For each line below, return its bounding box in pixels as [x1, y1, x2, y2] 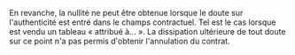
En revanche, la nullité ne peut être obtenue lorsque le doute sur [9, 8, 244, 18]
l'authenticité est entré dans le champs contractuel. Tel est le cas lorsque [9, 17, 276, 27]
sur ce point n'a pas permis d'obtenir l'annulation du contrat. [9, 35, 230, 46]
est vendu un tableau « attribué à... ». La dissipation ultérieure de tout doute [9, 27, 286, 36]
